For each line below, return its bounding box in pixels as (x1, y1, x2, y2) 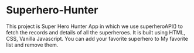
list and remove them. (6, 41, 59, 48)
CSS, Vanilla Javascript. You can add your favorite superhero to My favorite (6, 35, 189, 42)
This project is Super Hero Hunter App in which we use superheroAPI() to (6, 23, 183, 30)
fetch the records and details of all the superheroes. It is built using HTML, (6, 29, 186, 36)
